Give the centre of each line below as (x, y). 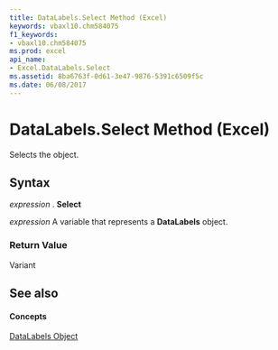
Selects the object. (44, 154)
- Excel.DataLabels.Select (60, 69)
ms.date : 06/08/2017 (48, 85)
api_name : (28, 60)
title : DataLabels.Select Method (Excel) (88, 18)
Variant (23, 265)
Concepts (28, 316)
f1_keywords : (34, 34)
